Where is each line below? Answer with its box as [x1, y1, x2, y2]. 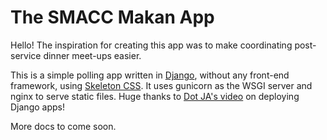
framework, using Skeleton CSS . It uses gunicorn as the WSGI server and [10, 79, 313, 91]
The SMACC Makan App [10, 6, 215, 29]
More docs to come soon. [10, 120, 117, 132]
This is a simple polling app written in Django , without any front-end [10, 69, 290, 81]
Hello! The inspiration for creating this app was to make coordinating [10, 39, 293, 51]
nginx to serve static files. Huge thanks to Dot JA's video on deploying [10, 90, 300, 102]
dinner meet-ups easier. [43, 49, 142, 61]
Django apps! [10, 101, 65, 113]
